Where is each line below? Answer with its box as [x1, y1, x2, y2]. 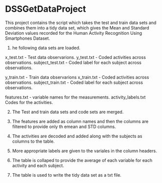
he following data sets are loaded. [12, 45, 81, 51]
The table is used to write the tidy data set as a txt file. [12, 172, 121, 178]
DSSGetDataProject [5, 3, 86, 15]
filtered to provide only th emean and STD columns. [12, 124, 116, 130]
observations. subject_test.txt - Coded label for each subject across [5, 59, 142, 65]
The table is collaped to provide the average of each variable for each [12, 157, 153, 163]
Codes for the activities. [5, 99, 53, 105]
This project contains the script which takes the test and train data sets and [5, 20, 157, 26]
